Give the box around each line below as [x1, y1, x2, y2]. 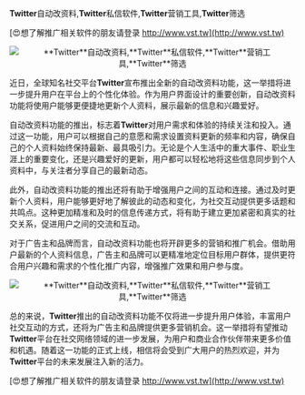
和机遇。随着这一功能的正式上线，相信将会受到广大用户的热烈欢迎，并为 [9, 345, 280, 355]
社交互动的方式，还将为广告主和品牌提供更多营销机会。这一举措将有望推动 [9, 322, 288, 332]
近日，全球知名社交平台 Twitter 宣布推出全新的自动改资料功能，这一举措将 [9, 77, 284, 88]
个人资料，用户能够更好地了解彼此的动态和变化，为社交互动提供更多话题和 [16, 196, 296, 207]
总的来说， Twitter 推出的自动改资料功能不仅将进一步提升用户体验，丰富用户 [9, 310, 292, 321]
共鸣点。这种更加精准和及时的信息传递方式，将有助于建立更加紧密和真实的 [9, 208, 288, 218]
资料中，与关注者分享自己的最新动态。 [9, 165, 152, 176]
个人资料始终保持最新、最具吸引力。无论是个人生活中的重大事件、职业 [25, 142, 288, 153]
